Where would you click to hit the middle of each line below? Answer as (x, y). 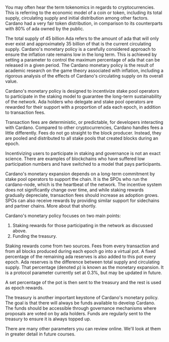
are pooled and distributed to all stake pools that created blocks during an (82, 138)
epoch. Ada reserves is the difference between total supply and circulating (82, 262)
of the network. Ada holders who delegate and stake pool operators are (79, 102)
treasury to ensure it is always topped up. (48, 319)
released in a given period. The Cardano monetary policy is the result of (80, 65)
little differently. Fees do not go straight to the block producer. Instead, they (83, 133)
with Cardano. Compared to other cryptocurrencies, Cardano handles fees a (84, 127)
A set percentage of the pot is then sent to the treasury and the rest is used (83, 282)
